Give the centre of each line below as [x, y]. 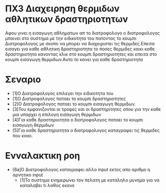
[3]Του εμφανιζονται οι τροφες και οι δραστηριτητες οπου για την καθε [87, 109]
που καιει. [23, 135]
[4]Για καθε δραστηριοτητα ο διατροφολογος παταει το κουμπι [78, 119]
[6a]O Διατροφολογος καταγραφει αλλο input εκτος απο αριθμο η [81, 169]
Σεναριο [23, 80]
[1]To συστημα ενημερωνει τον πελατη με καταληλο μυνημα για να [90, 180]
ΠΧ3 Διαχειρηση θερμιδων [62, 9]
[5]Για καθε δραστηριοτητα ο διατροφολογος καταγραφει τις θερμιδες [86, 130]
